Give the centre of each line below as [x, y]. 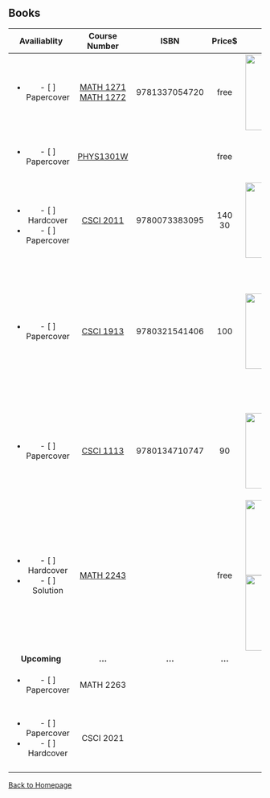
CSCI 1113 [103, 451]
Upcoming [41, 658]
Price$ [225, 41]
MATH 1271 [103, 88]
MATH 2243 [103, 575]
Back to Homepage [40, 785]
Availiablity [41, 41]
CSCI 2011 [103, 220]
